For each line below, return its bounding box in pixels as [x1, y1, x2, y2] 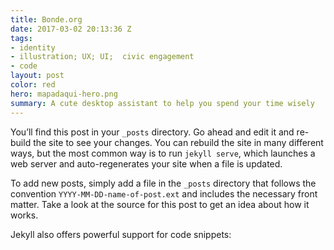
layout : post [10, 71, 65, 81]
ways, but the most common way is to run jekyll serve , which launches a [10, 147, 316, 159]
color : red [10, 80, 56, 90]
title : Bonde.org [10, 14, 83, 25]
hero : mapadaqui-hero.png [10, 89, 118, 99]
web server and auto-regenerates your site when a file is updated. [10, 157, 283, 170]
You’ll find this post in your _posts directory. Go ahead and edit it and [10, 126, 295, 138]
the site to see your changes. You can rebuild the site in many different [33, 136, 324, 148]
